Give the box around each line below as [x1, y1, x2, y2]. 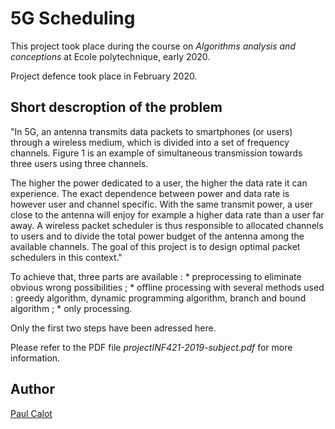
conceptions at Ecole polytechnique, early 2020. [10, 50, 211, 62]
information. [10, 352, 61, 364]
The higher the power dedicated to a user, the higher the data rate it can [10, 177, 308, 189]
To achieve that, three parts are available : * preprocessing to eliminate [10, 270, 302, 282]
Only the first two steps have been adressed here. [10, 322, 217, 334]
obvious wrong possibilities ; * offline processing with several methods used [10, 281, 325, 293]
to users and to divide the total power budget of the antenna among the [10, 230, 305, 242]
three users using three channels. [10, 157, 149, 169]
